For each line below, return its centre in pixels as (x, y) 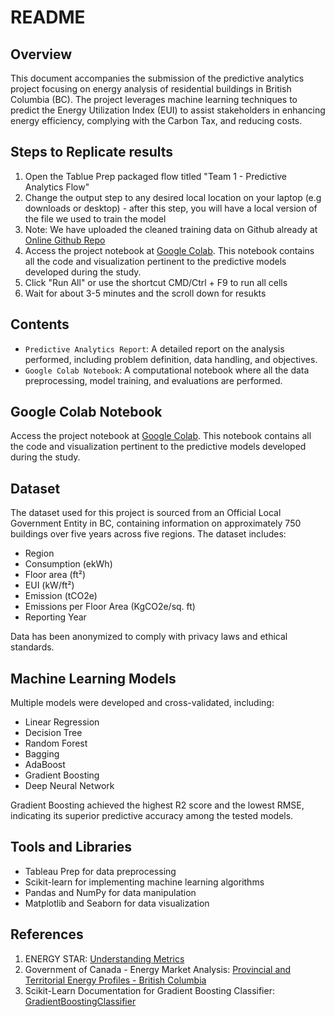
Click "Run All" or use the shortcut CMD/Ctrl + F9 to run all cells (156, 282)
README (48, 17)
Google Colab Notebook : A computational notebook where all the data (167, 370)
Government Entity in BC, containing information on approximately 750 (156, 523)
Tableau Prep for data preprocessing (100, 871)
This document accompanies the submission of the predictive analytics (157, 78)
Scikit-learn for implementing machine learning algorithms (144, 882)
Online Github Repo (65, 240)
